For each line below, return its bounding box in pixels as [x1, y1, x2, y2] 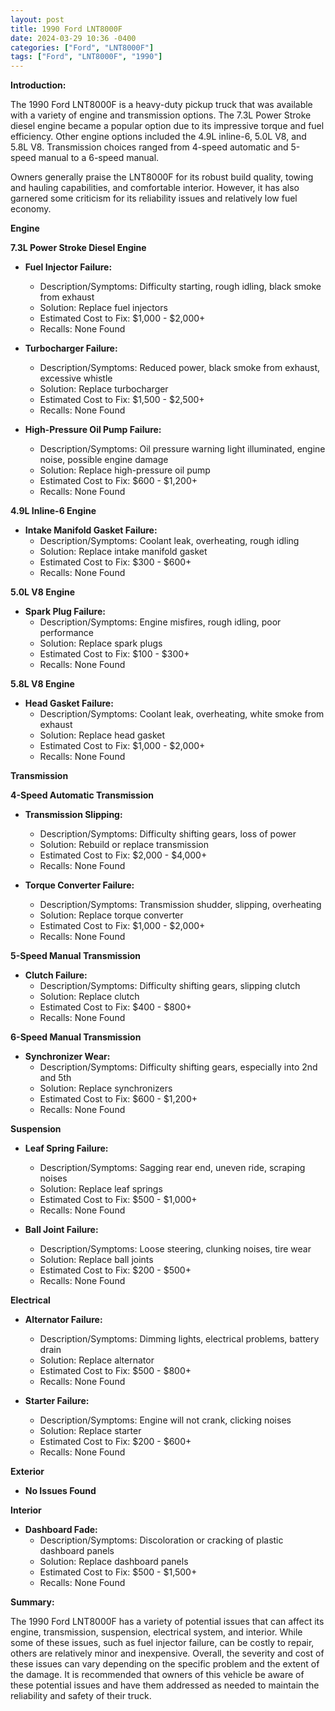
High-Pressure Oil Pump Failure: [24, 424, 162, 436]
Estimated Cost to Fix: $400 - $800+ [39, 1001, 192, 1013]
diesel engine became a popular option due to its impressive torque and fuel [10, 120, 325, 132]
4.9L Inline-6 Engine [10, 505, 97, 517]
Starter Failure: [24, 1395, 90, 1407]
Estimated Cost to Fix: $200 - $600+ [39, 1436, 192, 1448]
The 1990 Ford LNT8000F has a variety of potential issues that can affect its [10, 1616, 325, 1628]
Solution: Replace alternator [39, 1354, 155, 1366]
